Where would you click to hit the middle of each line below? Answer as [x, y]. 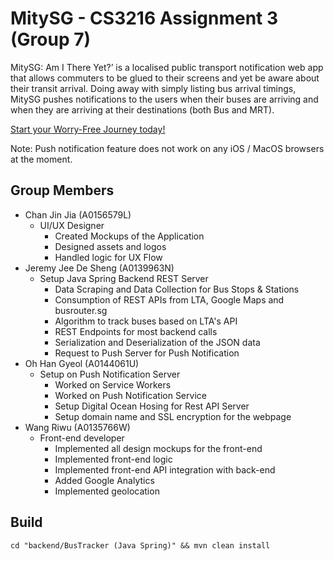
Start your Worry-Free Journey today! [88, 129]
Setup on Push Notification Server [110, 374]
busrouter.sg [81, 310]
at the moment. [41, 159]
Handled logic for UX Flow [108, 257]
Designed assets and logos [110, 246]
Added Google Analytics [104, 480]
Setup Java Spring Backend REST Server [124, 278]
